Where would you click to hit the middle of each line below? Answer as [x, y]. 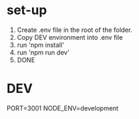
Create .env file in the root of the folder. [74, 30]
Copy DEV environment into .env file [70, 37]
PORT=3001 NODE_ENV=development [62, 108]
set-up [27, 10]
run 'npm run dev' [43, 52]
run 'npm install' [40, 45]
